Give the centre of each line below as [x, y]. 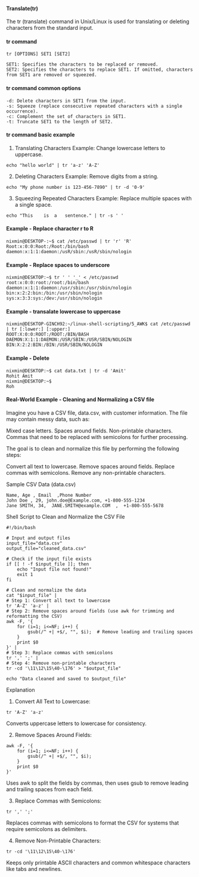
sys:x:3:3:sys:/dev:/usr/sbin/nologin [54, 298]
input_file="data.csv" [34, 543]
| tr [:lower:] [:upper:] [38, 329]
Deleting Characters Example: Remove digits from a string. [87, 176]
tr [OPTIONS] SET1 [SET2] [38, 54]
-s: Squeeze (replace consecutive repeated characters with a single [94, 106]
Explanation [21, 690]
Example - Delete [28, 358]
